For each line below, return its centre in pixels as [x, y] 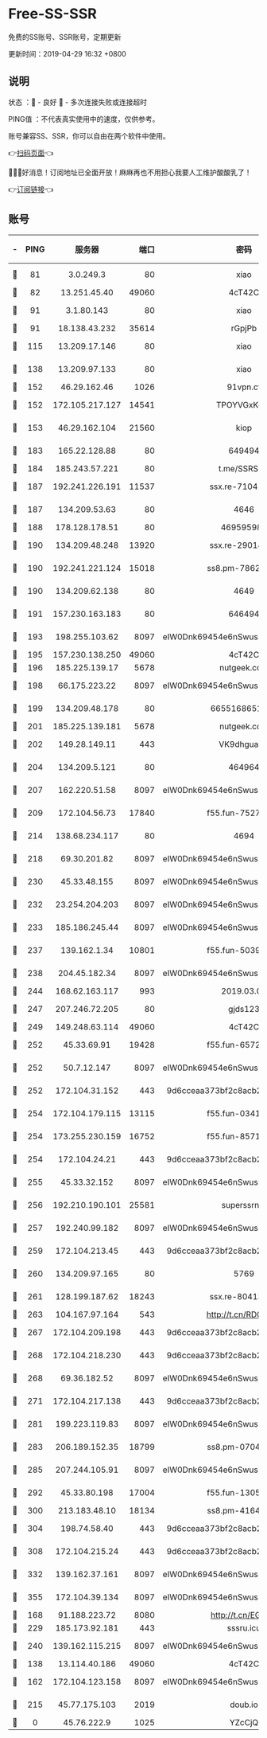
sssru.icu [244, 1627]
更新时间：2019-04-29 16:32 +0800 [68, 53]
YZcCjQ [244, 1722]
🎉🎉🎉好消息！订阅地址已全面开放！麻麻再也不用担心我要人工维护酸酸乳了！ [130, 172]
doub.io [244, 1705]
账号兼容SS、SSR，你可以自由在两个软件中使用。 [89, 135]
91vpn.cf [244, 387]
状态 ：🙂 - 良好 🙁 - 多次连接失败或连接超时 [77, 102]
